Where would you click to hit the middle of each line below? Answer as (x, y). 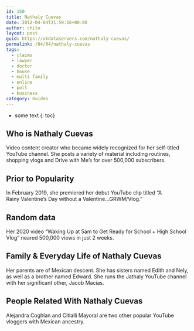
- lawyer (22, 60)
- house (21, 71)
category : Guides (27, 98)
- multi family (30, 77)
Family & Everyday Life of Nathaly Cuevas (84, 256)
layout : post (22, 33)
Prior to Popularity (40, 178)
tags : (13, 50)
